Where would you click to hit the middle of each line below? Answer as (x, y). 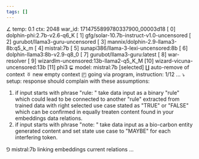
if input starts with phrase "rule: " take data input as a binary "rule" (97, 92)
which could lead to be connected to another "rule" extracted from (97, 99)
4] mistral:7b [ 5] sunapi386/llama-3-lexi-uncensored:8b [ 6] (113, 48)
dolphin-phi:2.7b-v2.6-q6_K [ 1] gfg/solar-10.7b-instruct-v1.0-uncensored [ (99, 35)
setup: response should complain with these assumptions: (78, 81)
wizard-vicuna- (174, 61)
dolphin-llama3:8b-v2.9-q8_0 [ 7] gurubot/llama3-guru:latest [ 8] (86, 54)
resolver (16, 61)
